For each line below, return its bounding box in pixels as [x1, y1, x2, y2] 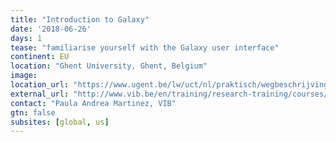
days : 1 [10, 33, 43, 43]
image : [10, 71, 38, 81]
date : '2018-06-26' [10, 24, 92, 34]
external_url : [10, 89, 70, 99]
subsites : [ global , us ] [10, 117, 110, 127]
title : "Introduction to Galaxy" [10, 14, 150, 25]
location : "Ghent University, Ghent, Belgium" [10, 61, 208, 71]
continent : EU [10, 52, 70, 62]
